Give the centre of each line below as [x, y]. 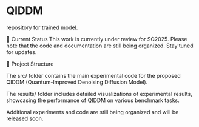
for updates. [22, 52]
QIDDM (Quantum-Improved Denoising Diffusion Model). [77, 82]
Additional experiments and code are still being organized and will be [93, 112]
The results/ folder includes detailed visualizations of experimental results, [99, 94]
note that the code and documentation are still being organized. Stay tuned [100, 46]
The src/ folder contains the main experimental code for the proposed [93, 75]
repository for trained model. [42, 27]
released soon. [25, 118]
